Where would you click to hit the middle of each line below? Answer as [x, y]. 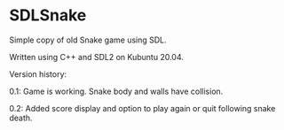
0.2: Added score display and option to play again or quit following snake [142, 108]
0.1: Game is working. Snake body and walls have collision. [116, 91]
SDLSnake [48, 15]
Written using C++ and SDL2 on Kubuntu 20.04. [97, 57]
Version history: [38, 74]
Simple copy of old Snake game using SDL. [88, 40]
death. [21, 118]
